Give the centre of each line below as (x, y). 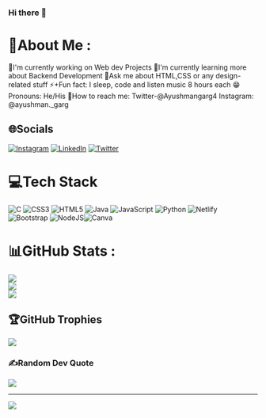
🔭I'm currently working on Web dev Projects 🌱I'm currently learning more (127, 67)
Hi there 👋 (28, 13)
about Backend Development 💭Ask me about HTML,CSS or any (111, 75)
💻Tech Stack (53, 182)
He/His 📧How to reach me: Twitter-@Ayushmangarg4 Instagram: (148, 96)
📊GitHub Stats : (62, 251)
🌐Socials (31, 129)
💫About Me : (50, 46)
